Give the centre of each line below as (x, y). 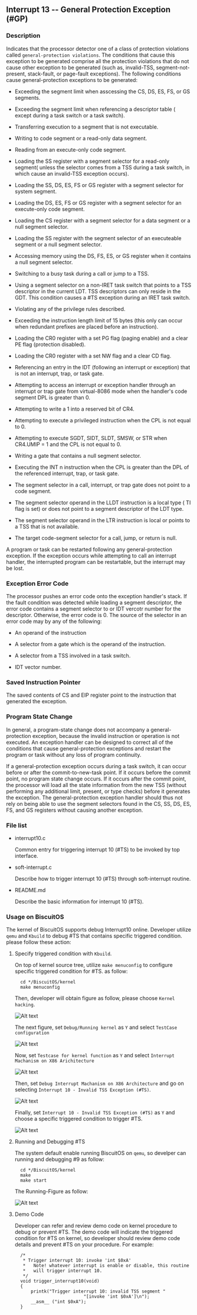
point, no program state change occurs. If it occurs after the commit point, (96, 779)
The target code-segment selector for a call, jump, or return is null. (96, 538)
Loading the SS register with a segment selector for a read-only (92, 161)
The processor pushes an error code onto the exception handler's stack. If (97, 596)
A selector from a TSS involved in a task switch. (73, 655)
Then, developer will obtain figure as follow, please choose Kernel (95, 998)
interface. (26, 855)
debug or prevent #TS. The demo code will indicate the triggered (93, 1232)
